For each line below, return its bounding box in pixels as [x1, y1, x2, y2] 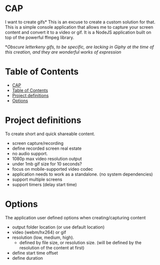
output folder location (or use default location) [12, 224, 105, 230]
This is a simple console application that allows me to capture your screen [5, 24, 153, 30]
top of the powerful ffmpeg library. [5, 35, 74, 40]
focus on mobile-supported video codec [12, 166, 93, 172]
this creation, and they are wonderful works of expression [5, 49, 122, 55]
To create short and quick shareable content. [5, 131, 95, 137]
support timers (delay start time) [12, 181, 77, 187]
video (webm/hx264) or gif [12, 229, 67, 235]
